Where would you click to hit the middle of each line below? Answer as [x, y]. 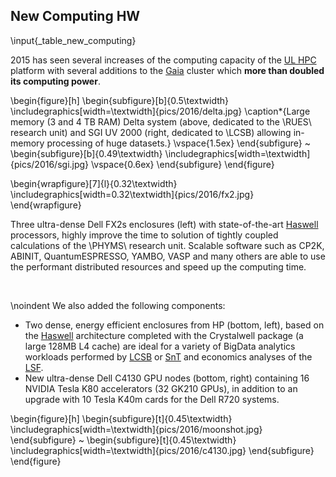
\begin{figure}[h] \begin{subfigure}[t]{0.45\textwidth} [121, 418]
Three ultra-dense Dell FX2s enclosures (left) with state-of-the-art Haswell [164, 224]
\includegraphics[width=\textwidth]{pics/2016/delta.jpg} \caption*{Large [160, 111]
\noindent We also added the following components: [118, 305]
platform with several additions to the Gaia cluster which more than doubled [167, 70]
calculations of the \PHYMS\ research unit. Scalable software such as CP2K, [167, 245]
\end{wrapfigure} [46, 205]
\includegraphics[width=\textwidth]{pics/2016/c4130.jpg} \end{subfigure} [162, 450]
